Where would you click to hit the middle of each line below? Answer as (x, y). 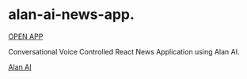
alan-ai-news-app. (71, 15)
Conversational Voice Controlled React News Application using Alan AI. (124, 51)
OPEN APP (26, 36)
